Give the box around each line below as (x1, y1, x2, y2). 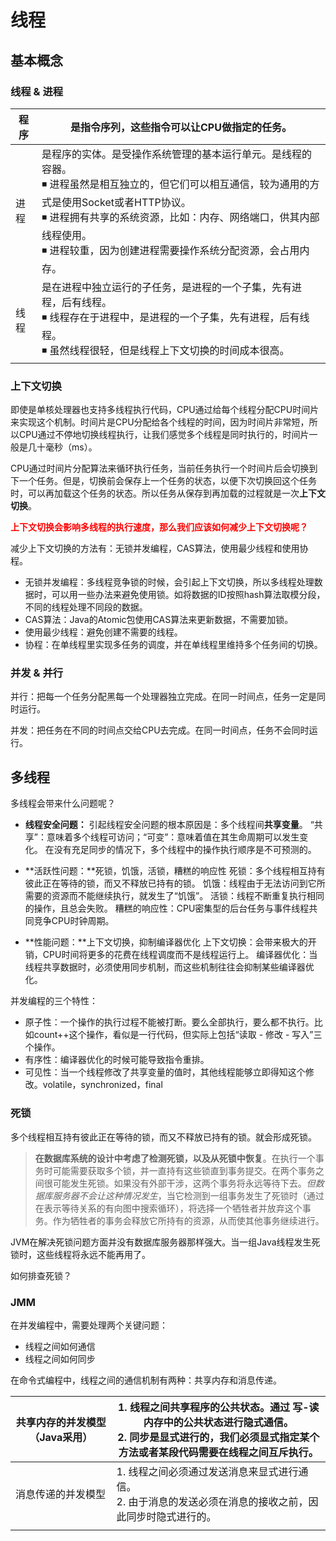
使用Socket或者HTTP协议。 (61, 195, 192, 209)
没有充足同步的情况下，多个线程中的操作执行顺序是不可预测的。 (53, 844, 317, 856)
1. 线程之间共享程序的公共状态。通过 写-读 (118, 1400, 320, 1414)
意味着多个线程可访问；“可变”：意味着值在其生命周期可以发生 (46, 831, 300, 843)
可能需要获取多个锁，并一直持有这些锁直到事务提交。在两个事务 (52, 1164, 316, 1176)
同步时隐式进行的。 (126, 1509, 217, 1523)
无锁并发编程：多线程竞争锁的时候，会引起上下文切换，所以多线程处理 (24, 576, 315, 588)
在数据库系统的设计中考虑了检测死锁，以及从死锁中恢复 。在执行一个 (34, 1152, 316, 1164)
